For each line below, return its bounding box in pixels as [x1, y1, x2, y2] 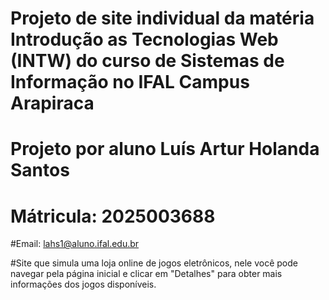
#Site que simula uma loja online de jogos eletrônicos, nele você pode [10, 257, 298, 269]
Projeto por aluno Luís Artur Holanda [10, 138, 320, 161]
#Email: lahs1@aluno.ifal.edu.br [10, 238, 140, 250]
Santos [10, 159, 70, 182]
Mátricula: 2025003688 [10, 205, 216, 227]
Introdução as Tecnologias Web [10, 28, 279, 51]
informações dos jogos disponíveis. [10, 278, 157, 291]
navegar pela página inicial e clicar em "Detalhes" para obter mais [10, 268, 283, 280]
